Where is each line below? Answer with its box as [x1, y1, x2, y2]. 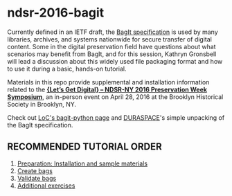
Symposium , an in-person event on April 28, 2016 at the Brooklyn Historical [7, 92, 224, 101]
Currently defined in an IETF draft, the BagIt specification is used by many [7, 28, 218, 36]
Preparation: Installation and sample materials [17, 159, 148, 168]
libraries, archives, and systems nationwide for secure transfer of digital [7, 35, 213, 43]
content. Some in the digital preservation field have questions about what [7, 42, 216, 51]
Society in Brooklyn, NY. [7, 100, 77, 108]
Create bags [17, 166, 53, 175]
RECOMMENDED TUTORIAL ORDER [7, 141, 163, 153]
